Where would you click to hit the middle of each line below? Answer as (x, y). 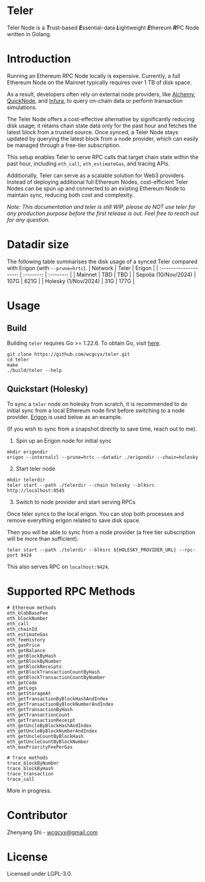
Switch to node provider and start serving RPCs (76, 502)
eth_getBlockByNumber (34, 661)
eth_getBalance (26, 650)
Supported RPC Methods (71, 591)
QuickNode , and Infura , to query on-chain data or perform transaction (95, 100)
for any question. (28, 220)
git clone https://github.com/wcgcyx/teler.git (69, 354)
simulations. (22, 107)
